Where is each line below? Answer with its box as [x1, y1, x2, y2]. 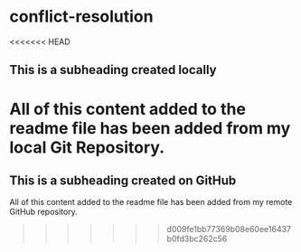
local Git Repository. [9, 137, 165, 157]
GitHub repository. [9, 206, 79, 218]
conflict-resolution [9, 6, 154, 27]
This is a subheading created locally [9, 62, 217, 78]
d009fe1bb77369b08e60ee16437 [166, 224, 292, 235]
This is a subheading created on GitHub [9, 173, 237, 188]
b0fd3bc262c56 [166, 233, 228, 245]
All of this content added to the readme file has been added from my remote [9, 197, 293, 208]
